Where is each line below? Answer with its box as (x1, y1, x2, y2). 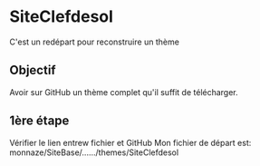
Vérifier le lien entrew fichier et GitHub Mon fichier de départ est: (9, 137, 252, 148)
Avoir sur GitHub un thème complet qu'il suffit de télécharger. (9, 86, 238, 97)
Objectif (9, 63, 56, 78)
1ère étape (9, 113, 70, 129)
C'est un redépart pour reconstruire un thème (9, 36, 179, 47)
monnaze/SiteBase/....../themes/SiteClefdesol (9, 147, 179, 158)
